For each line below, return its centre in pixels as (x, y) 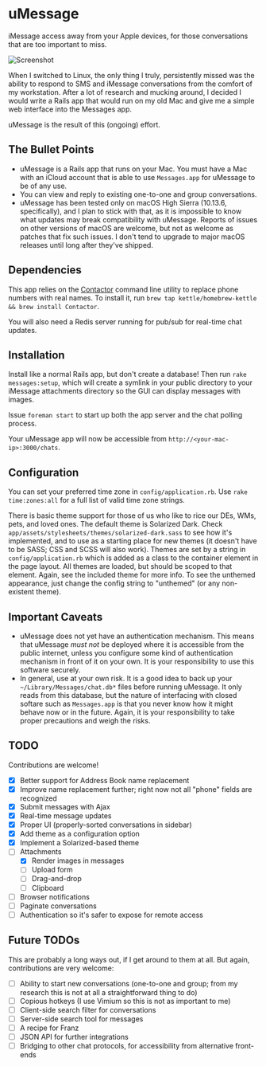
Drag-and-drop (56, 879)
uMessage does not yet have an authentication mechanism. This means (137, 636)
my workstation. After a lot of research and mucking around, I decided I (125, 92)
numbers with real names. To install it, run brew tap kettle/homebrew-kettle (133, 298)
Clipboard (48, 888)
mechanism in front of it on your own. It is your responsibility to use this (137, 661)
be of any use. (43, 186)
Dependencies (45, 270)
